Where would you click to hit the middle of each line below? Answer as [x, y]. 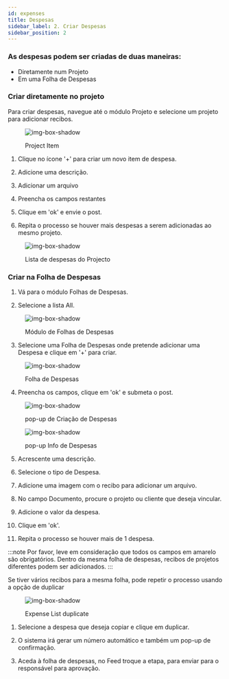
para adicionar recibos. [40, 119]
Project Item [42, 146]
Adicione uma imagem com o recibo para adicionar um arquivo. [107, 485]
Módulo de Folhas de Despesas [69, 332]
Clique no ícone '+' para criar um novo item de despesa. [97, 159]
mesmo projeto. [40, 232]
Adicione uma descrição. [53, 172]
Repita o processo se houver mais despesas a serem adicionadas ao [114, 225]
